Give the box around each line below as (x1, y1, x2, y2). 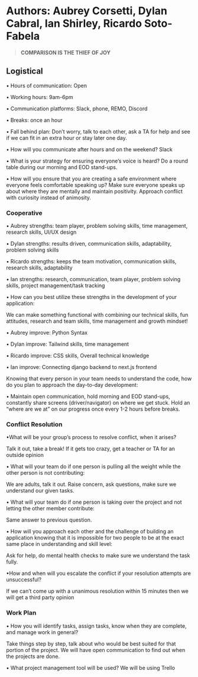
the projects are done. (6, 653, 60, 660)
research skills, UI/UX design (6, 228, 77, 236)
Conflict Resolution (6, 420, 63, 428)
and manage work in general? (6, 628, 79, 635)
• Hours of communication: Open (6, 82, 87, 89)
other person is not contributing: (6, 469, 85, 476)
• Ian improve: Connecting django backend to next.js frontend (6, 364, 157, 371)
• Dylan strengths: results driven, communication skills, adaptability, (6, 240, 172, 247)
